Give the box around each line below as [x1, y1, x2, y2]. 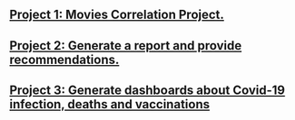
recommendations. [9, 51, 120, 67]
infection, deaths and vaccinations [9, 97, 211, 112]
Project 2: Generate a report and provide [9, 38, 242, 53]
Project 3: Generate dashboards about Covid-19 [9, 83, 286, 98]
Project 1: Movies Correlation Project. [9, 7, 225, 23]
